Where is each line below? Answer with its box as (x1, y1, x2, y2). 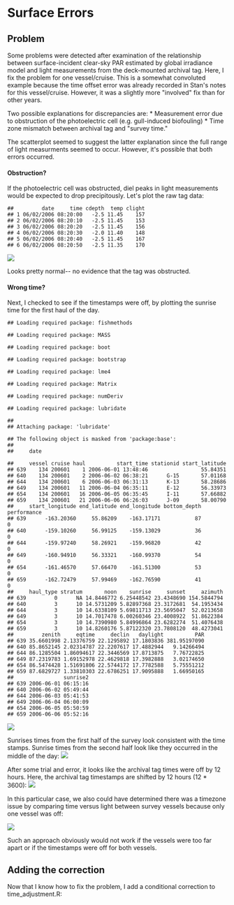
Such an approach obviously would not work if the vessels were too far (7, 837, 212, 845)
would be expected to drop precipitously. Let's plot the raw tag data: (7, 191, 204, 200)
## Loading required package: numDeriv (7, 393, 124, 400)
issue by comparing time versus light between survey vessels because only (7, 802, 225, 811)
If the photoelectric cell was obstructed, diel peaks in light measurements (7, 184, 219, 193)
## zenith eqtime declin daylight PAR (7, 631, 205, 639)
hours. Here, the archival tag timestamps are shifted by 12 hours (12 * (7, 773, 207, 781)
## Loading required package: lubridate (7, 405, 127, 412)
